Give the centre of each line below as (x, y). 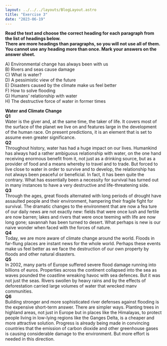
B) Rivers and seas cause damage (40, 69)
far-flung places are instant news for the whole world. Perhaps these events (83, 244)
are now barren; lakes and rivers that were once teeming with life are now (81, 217)
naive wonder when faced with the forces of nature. (58, 228)
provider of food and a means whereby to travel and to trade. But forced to (82, 164)
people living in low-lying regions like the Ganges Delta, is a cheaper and (80, 318)
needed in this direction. (30, 339)
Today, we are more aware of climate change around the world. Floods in (80, 238)
